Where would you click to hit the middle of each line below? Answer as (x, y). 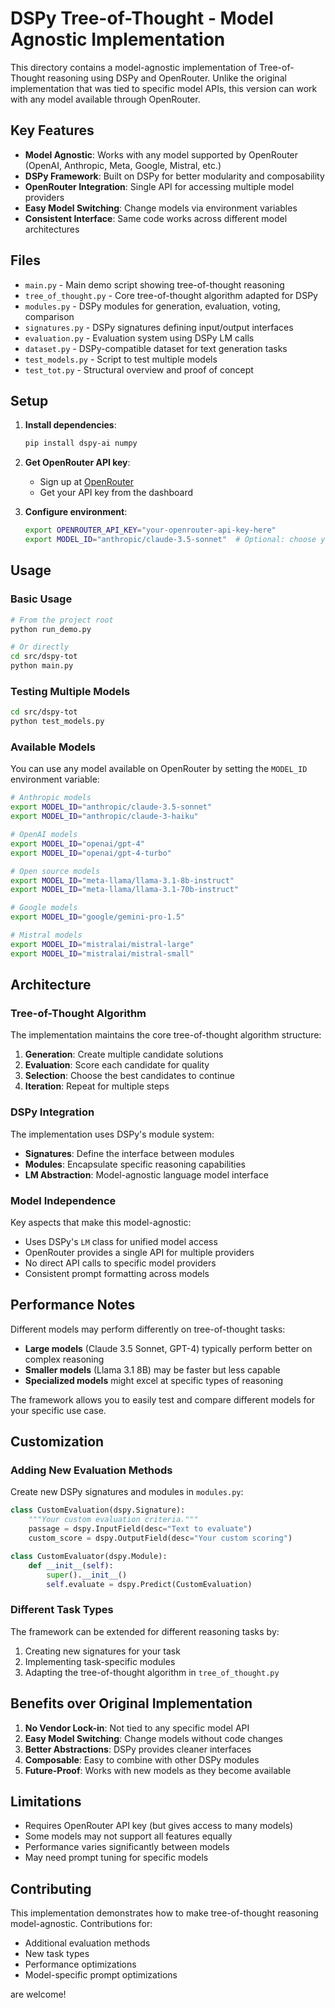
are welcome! (38, 1994)
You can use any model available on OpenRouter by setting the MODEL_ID (159, 769)
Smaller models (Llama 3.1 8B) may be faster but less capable (152, 1369)
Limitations (46, 1801)
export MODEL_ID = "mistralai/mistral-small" (102, 953)
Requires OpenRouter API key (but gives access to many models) (159, 1826)
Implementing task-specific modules (100, 1661)
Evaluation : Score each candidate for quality (117, 1065)
